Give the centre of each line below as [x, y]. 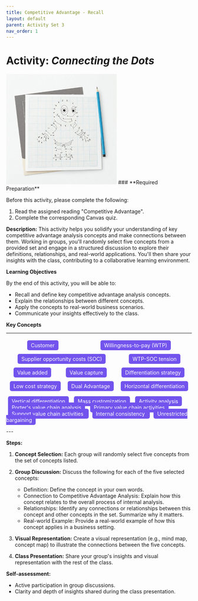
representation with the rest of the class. [64, 563]
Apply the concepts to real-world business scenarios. [80, 307]
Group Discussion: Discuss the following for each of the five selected [99, 472]
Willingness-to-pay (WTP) [136, 346]
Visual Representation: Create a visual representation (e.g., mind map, [101, 539]
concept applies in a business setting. [69, 527]
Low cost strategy [35, 386]
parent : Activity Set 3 [35, 25]
